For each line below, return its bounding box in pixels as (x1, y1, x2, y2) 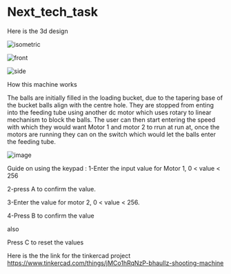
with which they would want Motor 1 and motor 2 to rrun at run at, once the (7, 123, 220, 131)
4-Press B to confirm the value (7, 211, 94, 220)
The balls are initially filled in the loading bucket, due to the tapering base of (7, 94, 223, 102)
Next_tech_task (7, 4, 99, 20)
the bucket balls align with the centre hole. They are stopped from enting (7, 101, 214, 109)
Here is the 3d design (7, 27, 68, 35)
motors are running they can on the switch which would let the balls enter (7, 130, 216, 138)
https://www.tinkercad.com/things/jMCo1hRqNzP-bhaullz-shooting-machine (7, 259, 224, 267)
